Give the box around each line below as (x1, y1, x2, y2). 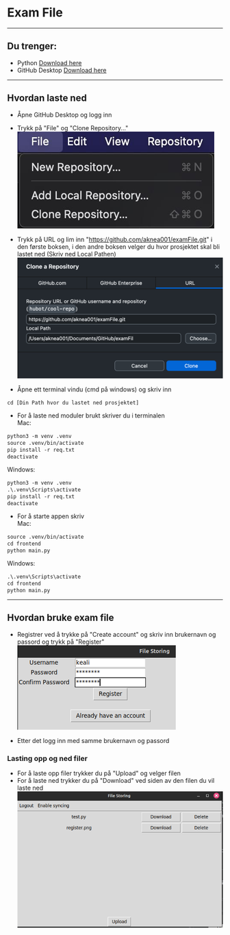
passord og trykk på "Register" (16, 637, 105, 646)
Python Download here (16, 58, 82, 66)
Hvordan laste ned (7, 93, 87, 104)
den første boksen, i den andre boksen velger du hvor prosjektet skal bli (16, 242, 220, 251)
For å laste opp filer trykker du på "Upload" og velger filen (16, 769, 181, 777)
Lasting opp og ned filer (7, 753, 88, 763)
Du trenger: (7, 40, 57, 52)
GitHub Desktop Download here (16, 66, 107, 74)
